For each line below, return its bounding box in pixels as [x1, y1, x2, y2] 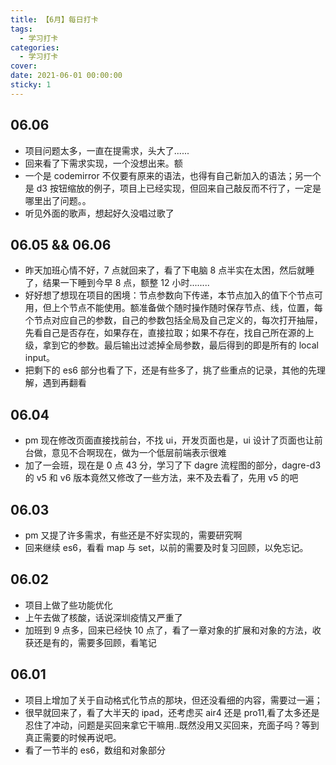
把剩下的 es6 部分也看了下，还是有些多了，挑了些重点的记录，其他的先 [24, 364, 317, 376]
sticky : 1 [10, 80, 52, 90]
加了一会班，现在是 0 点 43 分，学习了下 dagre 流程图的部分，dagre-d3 [24, 459, 322, 471]
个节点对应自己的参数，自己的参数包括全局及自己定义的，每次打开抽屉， [24, 314, 323, 326]
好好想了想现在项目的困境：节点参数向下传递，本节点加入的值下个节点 [24, 289, 315, 301]
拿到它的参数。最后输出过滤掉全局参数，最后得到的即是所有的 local [42, 339, 319, 351]
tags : [10, 24, 33, 34]
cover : [10, 61, 38, 71]
